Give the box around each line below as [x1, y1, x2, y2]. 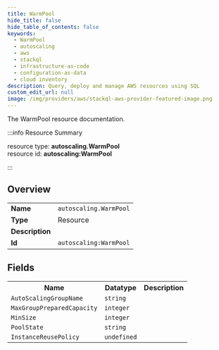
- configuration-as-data [13, 69, 87, 76]
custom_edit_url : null [7, 89, 74, 96]
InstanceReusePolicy [11, 332, 80, 341]
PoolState [11, 323, 44, 331]
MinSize [11, 313, 37, 321]
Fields [7, 262, 35, 274]
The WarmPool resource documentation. [7, 115, 125, 123]
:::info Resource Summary [7, 128, 83, 137]
